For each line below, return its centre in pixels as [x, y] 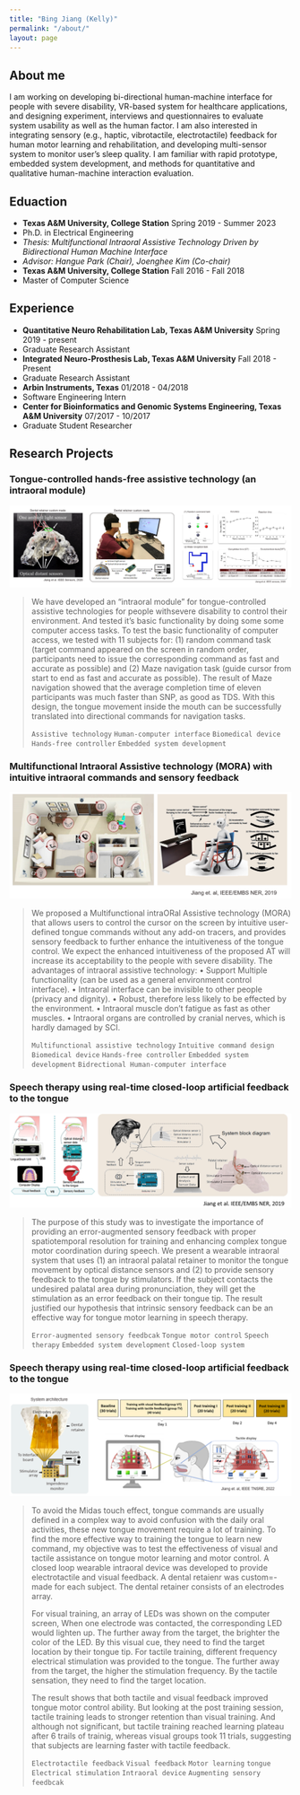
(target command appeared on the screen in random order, [140, 649]
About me [37, 75]
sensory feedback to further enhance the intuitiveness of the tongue [157, 941]
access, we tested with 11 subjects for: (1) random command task [151, 639]
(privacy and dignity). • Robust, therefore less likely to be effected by [159, 999]
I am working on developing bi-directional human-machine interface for [141, 97]
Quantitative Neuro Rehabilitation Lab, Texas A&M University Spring [151, 330]
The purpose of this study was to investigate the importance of [147, 1222]
